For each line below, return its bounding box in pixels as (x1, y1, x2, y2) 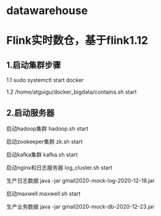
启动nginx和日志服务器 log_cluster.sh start (6, 164, 113, 171)
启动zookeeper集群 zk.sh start (6, 138, 83, 145)
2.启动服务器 (6, 108, 55, 118)
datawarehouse (6, 4, 88, 18)
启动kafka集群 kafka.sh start (6, 151, 78, 158)
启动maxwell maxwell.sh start (6, 190, 81, 197)
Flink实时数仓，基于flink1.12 (6, 34, 148, 48)
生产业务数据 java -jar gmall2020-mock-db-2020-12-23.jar (6, 203, 155, 210)
